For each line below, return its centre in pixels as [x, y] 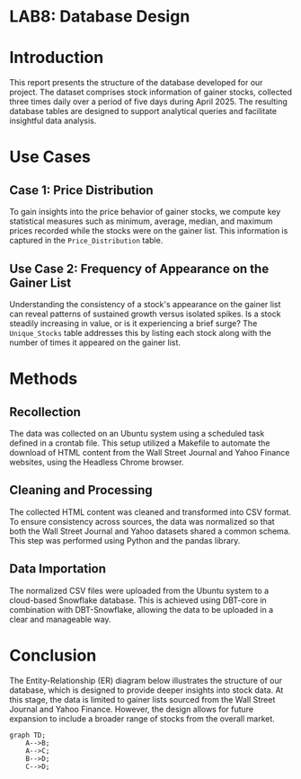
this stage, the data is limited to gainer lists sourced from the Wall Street [142, 699]
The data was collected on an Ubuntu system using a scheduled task [137, 433]
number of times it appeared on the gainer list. [95, 342]
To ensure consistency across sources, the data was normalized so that [142, 521]
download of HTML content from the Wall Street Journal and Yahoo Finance [150, 452]
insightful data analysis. [53, 121]
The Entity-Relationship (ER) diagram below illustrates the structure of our [146, 680]
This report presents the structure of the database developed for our [136, 83]
